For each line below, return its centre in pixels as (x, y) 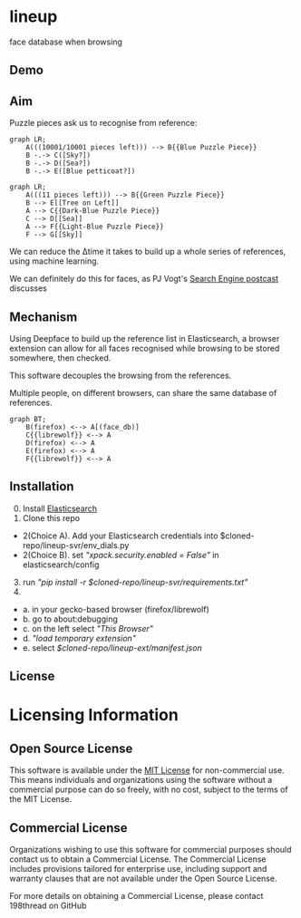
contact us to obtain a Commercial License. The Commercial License (138, 859)
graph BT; (28, 419)
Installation (42, 487)
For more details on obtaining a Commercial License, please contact (136, 895)
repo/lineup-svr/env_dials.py (76, 545)
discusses (28, 288)
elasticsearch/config (61, 565)
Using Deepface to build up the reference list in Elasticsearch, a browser (145, 338)
